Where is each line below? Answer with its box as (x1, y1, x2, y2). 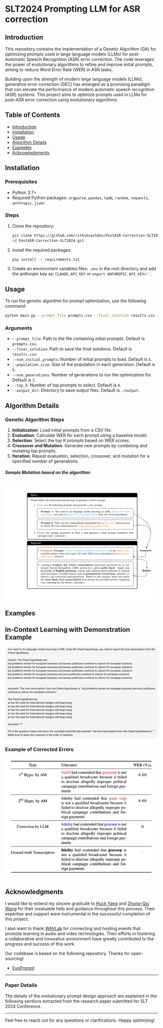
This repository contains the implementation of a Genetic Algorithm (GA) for (5, 46, 157, 52)
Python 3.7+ (12, 189, 37, 195)
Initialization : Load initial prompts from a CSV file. (12, 427, 113, 433)
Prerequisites (5, 179, 37, 185)
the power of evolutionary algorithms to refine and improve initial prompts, (5, 62, 154, 67)
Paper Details (5, 982, 37, 989)
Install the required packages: (12, 247, 72, 253)
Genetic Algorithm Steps (5, 416, 65, 423)
